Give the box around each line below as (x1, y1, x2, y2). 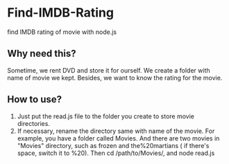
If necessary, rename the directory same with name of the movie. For (17, 127, 215, 135)
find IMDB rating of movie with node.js (7, 28, 117, 36)
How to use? (7, 93, 62, 105)
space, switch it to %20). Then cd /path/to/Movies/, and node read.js (17, 149, 215, 157)
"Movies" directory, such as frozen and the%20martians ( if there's (17, 141, 210, 149)
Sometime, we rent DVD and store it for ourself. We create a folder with (7, 66, 210, 74)
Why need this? (7, 48, 76, 60)
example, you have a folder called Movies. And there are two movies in (17, 134, 220, 143)
